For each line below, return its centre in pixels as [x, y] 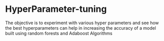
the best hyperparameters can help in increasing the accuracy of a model [81, 28]
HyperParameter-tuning [56, 9]
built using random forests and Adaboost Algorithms [59, 33]
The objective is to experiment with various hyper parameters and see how [82, 23]
